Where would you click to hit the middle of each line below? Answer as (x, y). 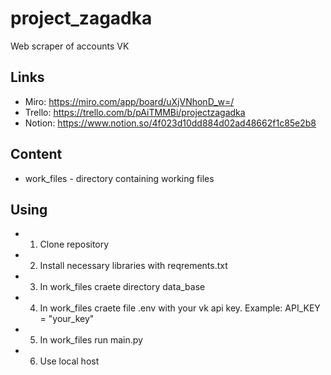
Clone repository (74, 244)
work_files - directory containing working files (119, 178)
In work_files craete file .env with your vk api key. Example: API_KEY (180, 308)
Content (36, 154)
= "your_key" (67, 319)
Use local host (69, 361)
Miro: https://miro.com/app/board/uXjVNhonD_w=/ (129, 101)
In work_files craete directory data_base (122, 287)
